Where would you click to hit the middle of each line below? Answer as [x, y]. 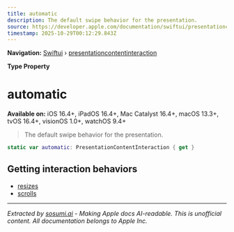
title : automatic [32, 14]
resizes [28, 186]
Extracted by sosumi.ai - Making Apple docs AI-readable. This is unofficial [114, 213]
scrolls [27, 193]
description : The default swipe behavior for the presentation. [102, 20]
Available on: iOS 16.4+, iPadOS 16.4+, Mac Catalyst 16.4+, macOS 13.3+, [113, 114]
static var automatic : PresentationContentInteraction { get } [101, 148]
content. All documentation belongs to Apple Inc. [77, 221]
